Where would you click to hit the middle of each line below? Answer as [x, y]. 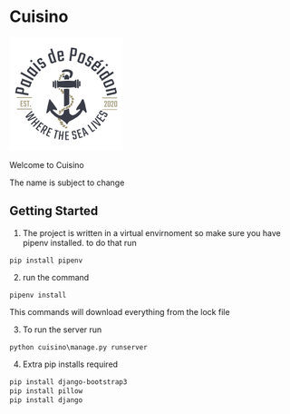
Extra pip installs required [70, 364]
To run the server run [62, 330]
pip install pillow [46, 391]
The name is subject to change [67, 182]
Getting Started [54, 211]
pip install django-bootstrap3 [68, 382]
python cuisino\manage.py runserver [78, 347]
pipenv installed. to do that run [80, 242]
